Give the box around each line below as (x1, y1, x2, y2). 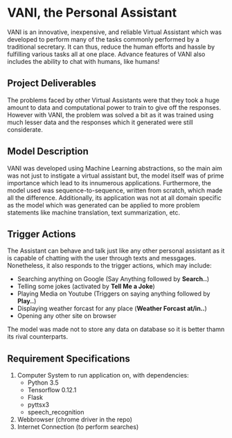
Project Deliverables (7, 78, 97, 90)
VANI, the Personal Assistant (7, 5, 177, 21)
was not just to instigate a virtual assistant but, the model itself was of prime (7, 171, 224, 180)
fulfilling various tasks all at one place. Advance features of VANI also (7, 50, 206, 58)
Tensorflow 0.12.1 (27, 386, 77, 394)
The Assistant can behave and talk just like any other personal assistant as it (7, 246, 225, 255)
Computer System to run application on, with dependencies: (17, 371, 189, 380)
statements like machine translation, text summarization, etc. (7, 208, 181, 217)
